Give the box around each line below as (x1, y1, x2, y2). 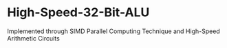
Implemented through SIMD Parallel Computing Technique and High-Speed (7, 27, 220, 35)
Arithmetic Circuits (7, 34, 60, 42)
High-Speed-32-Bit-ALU (7, 5, 150, 20)
